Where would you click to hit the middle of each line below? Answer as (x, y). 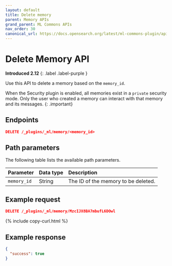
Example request (33, 199)
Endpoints (22, 120)
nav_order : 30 (20, 29)
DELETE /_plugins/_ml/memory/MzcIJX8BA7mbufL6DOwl (60, 211)
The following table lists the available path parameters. (63, 160)
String (46, 181)
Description (83, 173)
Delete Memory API (47, 59)
